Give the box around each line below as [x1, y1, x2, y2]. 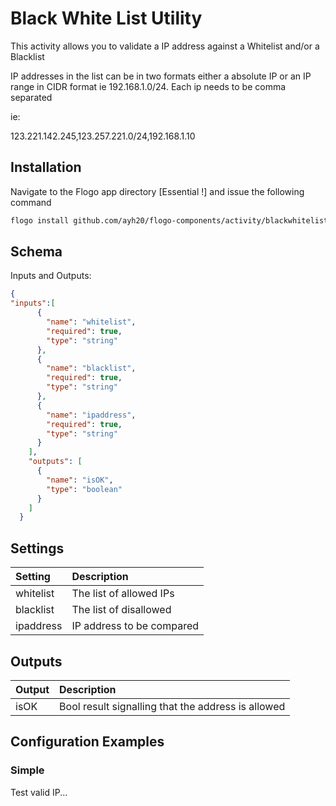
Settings [10, 540, 65, 557]
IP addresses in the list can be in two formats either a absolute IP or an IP [10, 70, 312, 82]
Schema [10, 243, 63, 261]
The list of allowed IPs [71, 587, 175, 601]
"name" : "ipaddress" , [46, 410, 137, 420]
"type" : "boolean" [46, 484, 123, 494]
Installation [10, 159, 82, 176]
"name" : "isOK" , [46, 475, 114, 485]
